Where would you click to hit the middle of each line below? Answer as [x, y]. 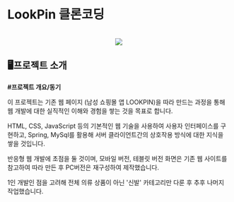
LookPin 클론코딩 [56, 14]
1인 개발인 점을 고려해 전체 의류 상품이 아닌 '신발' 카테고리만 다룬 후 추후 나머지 [116, 182]
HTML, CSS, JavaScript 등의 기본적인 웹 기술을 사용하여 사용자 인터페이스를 [113, 126]
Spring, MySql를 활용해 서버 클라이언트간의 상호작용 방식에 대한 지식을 [126, 134]
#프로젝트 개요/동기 [34, 87]
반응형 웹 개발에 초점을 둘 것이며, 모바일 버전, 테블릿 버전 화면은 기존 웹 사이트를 [117, 158]
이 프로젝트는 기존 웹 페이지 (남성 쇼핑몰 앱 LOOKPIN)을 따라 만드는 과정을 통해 [116, 102]
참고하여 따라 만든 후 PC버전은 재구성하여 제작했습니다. [83, 167]
